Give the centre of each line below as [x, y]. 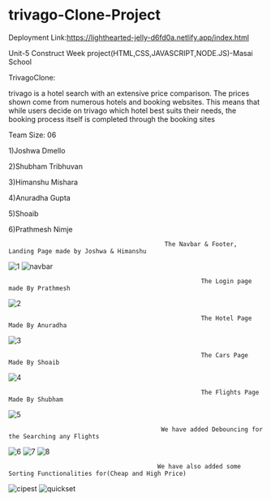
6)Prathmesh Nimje [41, 229]
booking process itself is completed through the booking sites [112, 119]
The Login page [226, 281]
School [20, 62]
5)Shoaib [24, 214]
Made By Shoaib [34, 362]
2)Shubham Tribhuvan [46, 166]
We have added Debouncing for [212, 429]
